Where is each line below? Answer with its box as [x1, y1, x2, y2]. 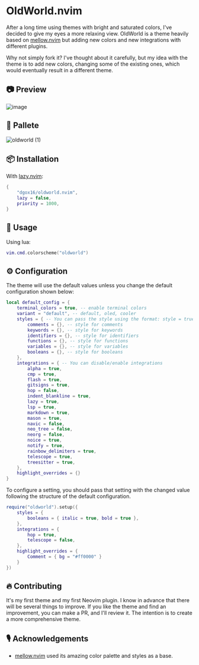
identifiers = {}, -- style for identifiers [27, 333, 139, 339]
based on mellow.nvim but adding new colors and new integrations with [6, 36, 181, 43]
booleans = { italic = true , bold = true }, [27, 515, 139, 521]
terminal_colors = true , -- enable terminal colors [17, 305, 147, 311]
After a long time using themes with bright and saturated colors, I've [6, 24, 172, 31]
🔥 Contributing [6, 582, 62, 592]
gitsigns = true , [27, 382, 70, 388]
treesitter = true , [27, 459, 76, 465]
